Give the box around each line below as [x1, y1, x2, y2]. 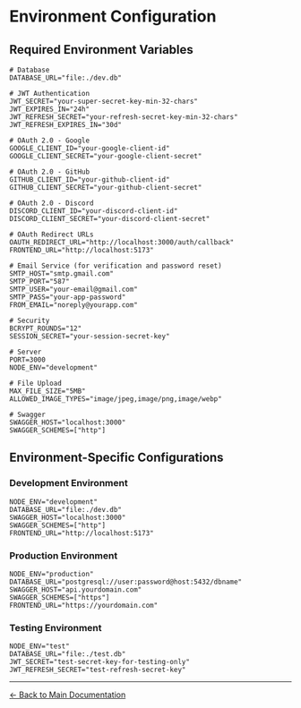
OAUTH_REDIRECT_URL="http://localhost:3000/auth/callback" [9, 238, 235, 247]
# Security [9, 316, 50, 325]
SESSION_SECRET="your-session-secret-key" [9, 332, 170, 341]
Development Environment [9, 477, 128, 490]
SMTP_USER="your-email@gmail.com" [9, 285, 139, 294]
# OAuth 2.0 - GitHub [9, 167, 90, 176]
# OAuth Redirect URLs [9, 230, 94, 239]
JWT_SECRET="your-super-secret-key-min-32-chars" [9, 97, 199, 106]
